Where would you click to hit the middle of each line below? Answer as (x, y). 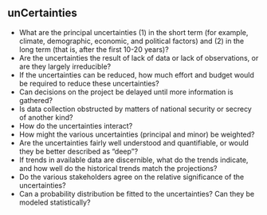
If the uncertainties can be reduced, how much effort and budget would (136, 74)
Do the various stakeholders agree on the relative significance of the (132, 177)
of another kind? (46, 117)
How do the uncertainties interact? (76, 125)
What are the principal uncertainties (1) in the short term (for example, (133, 32)
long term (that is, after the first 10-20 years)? (94, 49)
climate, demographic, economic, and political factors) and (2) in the (132, 41)
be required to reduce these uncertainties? (89, 83)
